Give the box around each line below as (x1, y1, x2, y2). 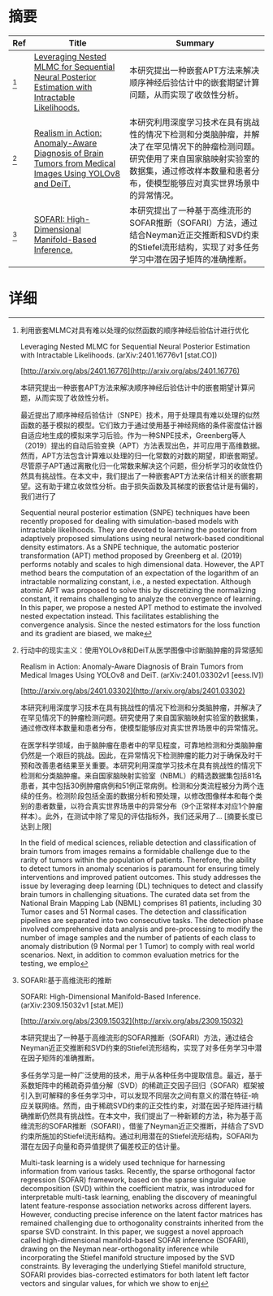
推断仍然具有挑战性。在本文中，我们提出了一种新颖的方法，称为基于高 (27, 1111, 262, 1120)
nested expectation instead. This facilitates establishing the (19, 611, 219, 621)
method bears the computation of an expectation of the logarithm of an (19, 568, 258, 578)
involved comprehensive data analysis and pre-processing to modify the (19, 924, 263, 934)
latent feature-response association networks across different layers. (19, 1200, 252, 1211)
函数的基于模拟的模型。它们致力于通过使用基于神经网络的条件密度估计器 (19, 420, 262, 430)
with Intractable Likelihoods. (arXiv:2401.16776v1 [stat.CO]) (19, 350, 218, 360)
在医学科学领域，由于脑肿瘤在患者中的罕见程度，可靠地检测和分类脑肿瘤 (19, 740, 262, 750)
